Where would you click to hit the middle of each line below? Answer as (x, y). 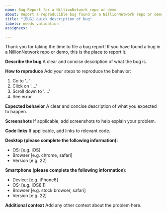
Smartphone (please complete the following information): (66, 170)
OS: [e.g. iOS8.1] (29, 185)
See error (22, 97)
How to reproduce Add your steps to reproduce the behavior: (68, 71)
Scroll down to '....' (31, 91)
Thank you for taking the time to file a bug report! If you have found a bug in (83, 47)
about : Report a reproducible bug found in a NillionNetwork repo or (79, 14)
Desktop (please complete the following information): (62, 141)
